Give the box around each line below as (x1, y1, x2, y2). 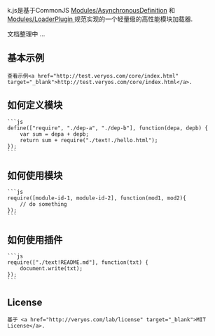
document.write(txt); (20, 265, 83, 272)
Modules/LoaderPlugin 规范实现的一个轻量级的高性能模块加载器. (7, 15, 193, 23)
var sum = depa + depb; (20, 130, 90, 138)
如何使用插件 (7, 234, 63, 246)
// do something (20, 201, 68, 208)
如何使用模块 (7, 170, 63, 182)
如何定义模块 (7, 99, 63, 111)
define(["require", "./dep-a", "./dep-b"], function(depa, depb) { (7, 125, 209, 132)
